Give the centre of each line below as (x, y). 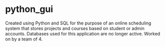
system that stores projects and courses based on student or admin (75, 28)
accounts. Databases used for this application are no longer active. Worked (83, 33)
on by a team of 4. (24, 39)
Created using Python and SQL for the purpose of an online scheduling (78, 23)
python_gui (29, 9)
